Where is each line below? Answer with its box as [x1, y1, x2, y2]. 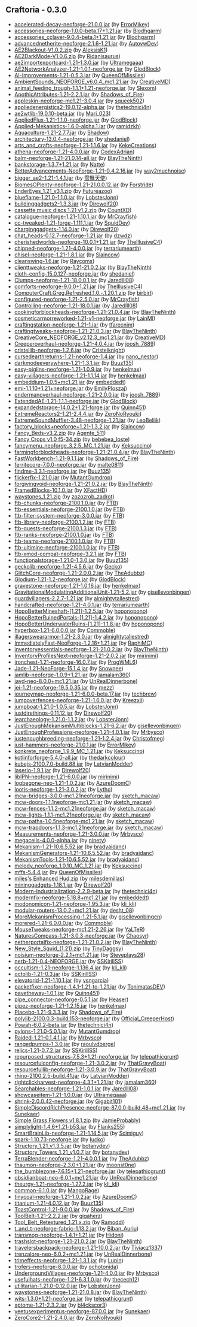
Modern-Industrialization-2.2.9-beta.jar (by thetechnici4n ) [14, 887, 158, 894]
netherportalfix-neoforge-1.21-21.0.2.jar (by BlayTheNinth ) [14, 938, 158, 945]
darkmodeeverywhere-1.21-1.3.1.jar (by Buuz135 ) [14, 359, 134, 366]
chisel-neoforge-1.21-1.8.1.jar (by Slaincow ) [14, 251, 121, 258]
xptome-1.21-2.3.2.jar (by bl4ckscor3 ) [14, 1301, 107, 1308]
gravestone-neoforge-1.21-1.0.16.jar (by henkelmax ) [14, 582, 141, 589]
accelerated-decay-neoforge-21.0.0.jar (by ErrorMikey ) [14, 20, 150, 28]
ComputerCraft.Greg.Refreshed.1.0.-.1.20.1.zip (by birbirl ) [14, 289, 153, 296]
